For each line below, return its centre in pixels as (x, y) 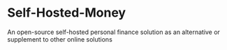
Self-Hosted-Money (67, 13)
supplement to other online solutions (60, 39)
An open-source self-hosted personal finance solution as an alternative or (113, 32)
